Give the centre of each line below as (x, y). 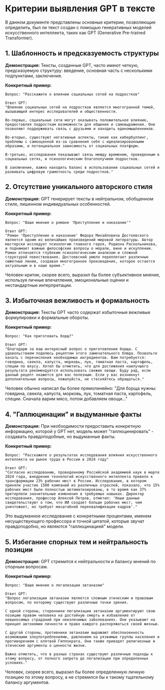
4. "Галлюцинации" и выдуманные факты (73, 414)
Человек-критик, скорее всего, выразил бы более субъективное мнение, (83, 275)
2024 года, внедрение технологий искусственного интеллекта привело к (79, 477)
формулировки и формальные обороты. (47, 317)
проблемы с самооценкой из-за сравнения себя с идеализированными (75, 141)
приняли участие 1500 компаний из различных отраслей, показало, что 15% (82, 485)
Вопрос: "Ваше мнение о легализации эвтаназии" (55, 585)
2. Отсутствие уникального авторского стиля (79, 187)
